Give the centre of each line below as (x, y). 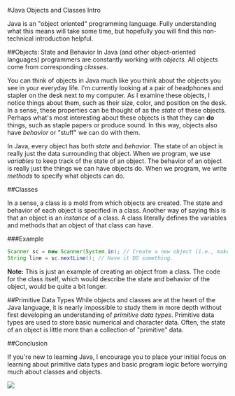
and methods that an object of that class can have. (80, 225)
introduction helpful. (64, 38)
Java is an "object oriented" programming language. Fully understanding (112, 23)
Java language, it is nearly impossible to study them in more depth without (115, 307)
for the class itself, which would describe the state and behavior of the (109, 278)
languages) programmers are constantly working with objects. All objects (113, 59)
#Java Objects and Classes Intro (54, 10)
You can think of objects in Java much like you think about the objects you (114, 80)
